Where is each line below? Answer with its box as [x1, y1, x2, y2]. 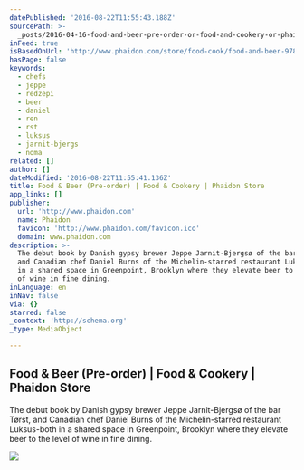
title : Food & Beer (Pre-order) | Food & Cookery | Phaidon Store [9, 182, 265, 191]
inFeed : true [9, 38, 59, 48]
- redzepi [17, 89, 54, 98]
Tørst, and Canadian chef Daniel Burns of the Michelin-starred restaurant [9, 414, 282, 425]
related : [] [9, 156, 54, 166]
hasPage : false [9, 55, 67, 64]
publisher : [9, 198, 51, 208]
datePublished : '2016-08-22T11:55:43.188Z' [9, 13, 176, 23]
